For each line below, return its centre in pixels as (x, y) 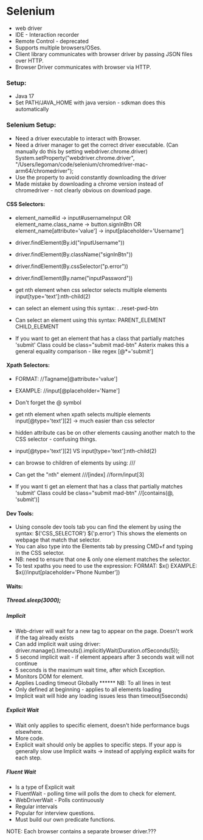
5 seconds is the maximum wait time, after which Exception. (90, 670)
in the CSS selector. (40, 553)
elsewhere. (29, 732)
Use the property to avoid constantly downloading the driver (91, 177)
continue (26, 664)
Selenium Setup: (31, 125)
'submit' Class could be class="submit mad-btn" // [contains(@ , (95, 493)
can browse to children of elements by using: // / (75, 463)
